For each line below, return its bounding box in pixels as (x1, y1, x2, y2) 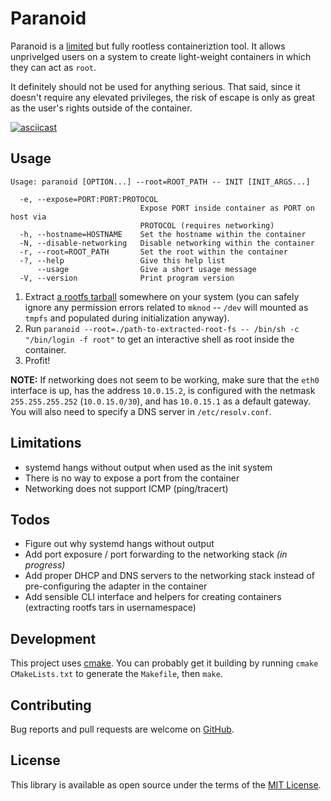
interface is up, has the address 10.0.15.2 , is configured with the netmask (10, 384, 316, 396)
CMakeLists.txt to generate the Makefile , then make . (10, 668, 223, 680)
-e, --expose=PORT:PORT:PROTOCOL (19, 194, 159, 204)
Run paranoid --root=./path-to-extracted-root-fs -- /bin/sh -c (24, 322, 300, 334)
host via (10, 212, 47, 222)
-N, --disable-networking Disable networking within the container (19, 238, 315, 248)
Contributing (10, 697, 92, 714)
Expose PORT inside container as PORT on (139, 203, 315, 213)
